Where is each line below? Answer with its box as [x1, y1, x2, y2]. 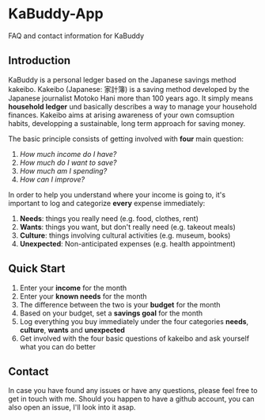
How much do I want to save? [19, 158, 117, 167]
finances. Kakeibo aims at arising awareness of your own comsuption [8, 110, 235, 120]
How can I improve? [19, 174, 85, 184]
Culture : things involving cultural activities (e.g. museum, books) [19, 231, 231, 240]
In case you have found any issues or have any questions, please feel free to [8, 386, 258, 395]
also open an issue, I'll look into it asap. [8, 403, 136, 412]
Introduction [8, 54, 71, 67]
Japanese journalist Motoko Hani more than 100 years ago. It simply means [8, 93, 253, 103]
